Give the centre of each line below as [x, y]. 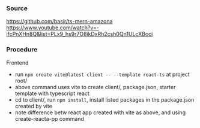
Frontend [17, 63]
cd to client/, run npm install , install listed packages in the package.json [105, 99]
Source [17, 8]
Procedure [22, 50]
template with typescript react [52, 93]
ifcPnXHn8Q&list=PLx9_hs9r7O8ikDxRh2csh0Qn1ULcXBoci [80, 34]
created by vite [34, 106]
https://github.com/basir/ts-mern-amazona [59, 22]
